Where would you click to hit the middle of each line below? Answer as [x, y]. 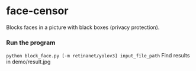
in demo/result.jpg [28, 62]
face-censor [37, 11]
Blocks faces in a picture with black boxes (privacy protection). [83, 27]
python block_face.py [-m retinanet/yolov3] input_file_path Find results [98, 56]
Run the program [31, 43]
